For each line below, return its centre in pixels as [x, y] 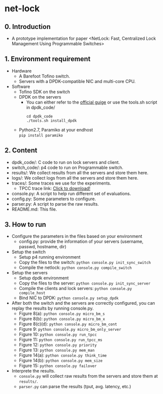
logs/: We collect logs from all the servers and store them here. [75, 178]
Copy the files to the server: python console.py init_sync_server [85, 283]
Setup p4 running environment [50, 257]
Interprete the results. [33, 371]
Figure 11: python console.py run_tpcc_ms [61, 340]
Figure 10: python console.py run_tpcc [58, 335]
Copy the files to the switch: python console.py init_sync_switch [85, 263]
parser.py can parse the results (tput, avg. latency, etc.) [75, 387]
